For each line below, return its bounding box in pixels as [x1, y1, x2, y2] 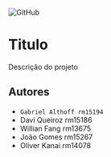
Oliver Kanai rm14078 [19, 140, 91, 150]
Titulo [8, 36, 48, 54]
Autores [8, 85, 50, 99]
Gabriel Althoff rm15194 [19, 108, 104, 116]
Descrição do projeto [8, 62, 79, 71]
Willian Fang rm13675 [19, 123, 92, 133]
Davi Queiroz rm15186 [19, 115, 92, 124]
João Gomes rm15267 [19, 132, 93, 142]
